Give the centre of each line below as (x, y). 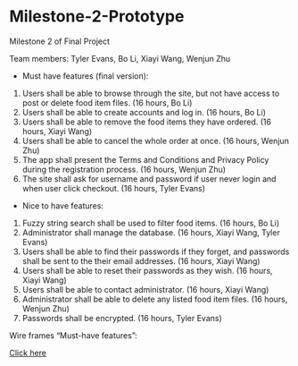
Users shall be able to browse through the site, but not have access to (151, 93)
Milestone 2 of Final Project (59, 41)
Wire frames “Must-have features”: (74, 335)
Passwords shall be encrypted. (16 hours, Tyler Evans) (122, 318)
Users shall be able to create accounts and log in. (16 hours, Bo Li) (144, 112)
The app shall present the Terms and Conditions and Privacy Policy (145, 159)
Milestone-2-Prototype (97, 17)
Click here (28, 353)
